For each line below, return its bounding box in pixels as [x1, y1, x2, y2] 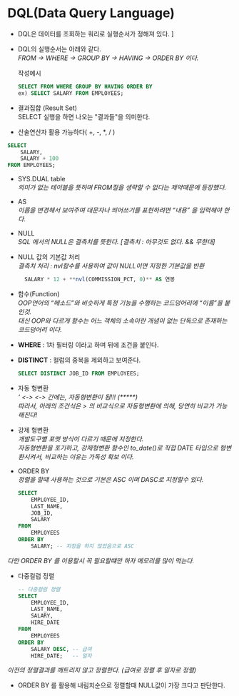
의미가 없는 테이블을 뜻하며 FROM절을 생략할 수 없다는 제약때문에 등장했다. [17, 183, 227, 192]
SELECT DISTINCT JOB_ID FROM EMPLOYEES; [17, 370, 140, 378]
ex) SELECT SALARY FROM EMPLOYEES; [17, 89, 124, 97]
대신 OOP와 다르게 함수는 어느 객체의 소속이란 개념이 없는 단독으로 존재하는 [17, 316, 228, 326]
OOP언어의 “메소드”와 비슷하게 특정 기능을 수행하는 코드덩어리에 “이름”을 [17, 298, 223, 308]
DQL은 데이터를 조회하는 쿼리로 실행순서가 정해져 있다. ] [17, 29, 174, 38]
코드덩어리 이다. [17, 326, 62, 334]
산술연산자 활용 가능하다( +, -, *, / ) [17, 127, 116, 136]
